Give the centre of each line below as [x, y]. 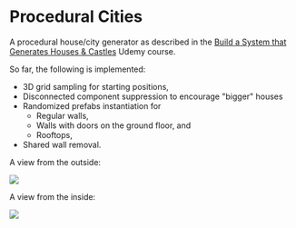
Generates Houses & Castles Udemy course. [93, 51]
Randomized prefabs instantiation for [92, 105]
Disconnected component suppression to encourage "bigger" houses [153, 96]
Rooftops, [54, 134]
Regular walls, [62, 115]
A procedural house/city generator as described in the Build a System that [148, 42]
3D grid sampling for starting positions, [96, 86]
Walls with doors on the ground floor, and [113, 125]
